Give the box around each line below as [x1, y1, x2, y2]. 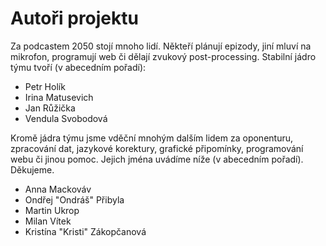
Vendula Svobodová [24, 112, 108, 124]
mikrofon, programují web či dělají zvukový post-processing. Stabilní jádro [10, 50, 317, 62]
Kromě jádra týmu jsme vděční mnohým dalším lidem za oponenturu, [10, 132, 293, 144]
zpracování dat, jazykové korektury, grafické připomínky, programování [10, 142, 304, 154]
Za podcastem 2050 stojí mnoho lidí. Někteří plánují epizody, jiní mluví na [10, 40, 312, 52]
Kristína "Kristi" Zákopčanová [24, 225, 147, 237]
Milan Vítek [24, 215, 72, 227]
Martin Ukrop [24, 204, 80, 216]
